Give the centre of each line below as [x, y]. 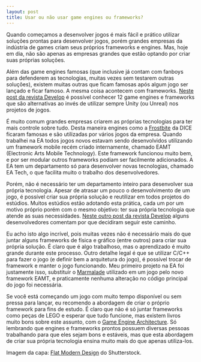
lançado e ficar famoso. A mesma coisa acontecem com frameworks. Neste [100, 90]
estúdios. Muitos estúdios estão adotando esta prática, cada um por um [95, 203]
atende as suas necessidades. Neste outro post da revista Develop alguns [98, 216]
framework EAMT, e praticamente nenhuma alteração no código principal [97, 278]
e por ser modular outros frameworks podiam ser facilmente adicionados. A [100, 159]
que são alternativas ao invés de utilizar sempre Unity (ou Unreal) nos [92, 103]
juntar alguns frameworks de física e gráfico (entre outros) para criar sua [96, 240]
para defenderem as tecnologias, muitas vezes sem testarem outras [90, 78]
